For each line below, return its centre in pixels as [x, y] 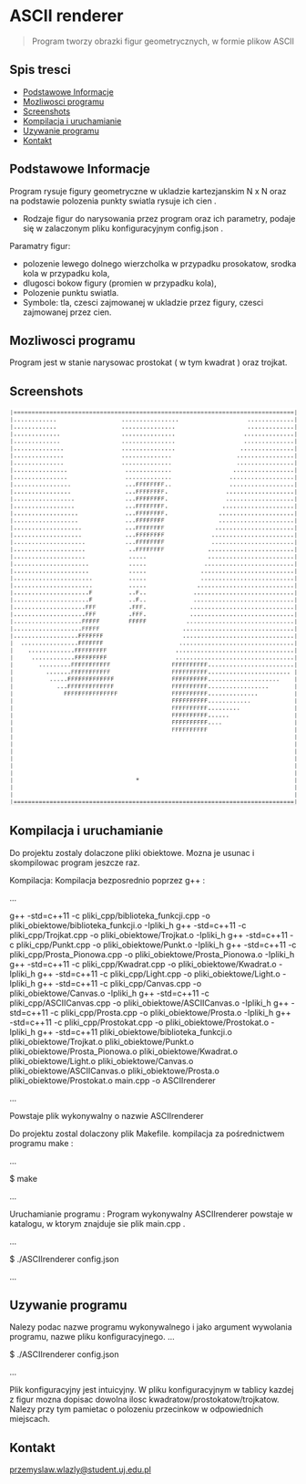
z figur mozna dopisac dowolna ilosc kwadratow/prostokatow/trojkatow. [144, 1400]
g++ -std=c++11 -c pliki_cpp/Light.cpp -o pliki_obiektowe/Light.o [159, 974]
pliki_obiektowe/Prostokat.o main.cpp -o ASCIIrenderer [112, 1080]
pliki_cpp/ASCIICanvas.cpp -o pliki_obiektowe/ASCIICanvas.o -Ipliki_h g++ [149, 1003]
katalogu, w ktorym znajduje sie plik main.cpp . [97, 1223]
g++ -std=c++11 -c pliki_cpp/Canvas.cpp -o [120, 983]
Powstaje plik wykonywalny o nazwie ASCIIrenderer [107, 1115]
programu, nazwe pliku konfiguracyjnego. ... [92, 1337]
